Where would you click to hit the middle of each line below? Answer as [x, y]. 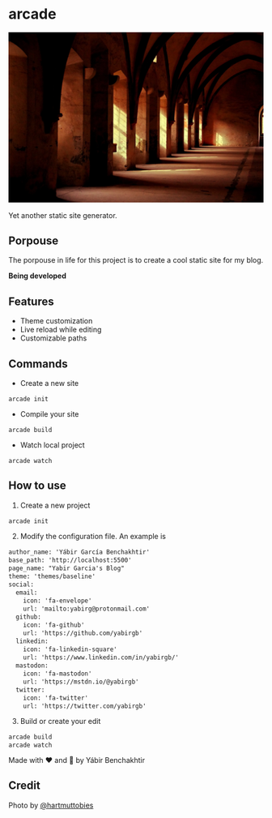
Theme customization [56, 321]
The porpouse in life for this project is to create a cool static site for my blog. [136, 260]
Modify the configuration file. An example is [93, 536]
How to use [37, 486]
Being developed [38, 276]
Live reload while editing [61, 330]
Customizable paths [53, 338]
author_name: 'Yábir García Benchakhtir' [79, 552]
